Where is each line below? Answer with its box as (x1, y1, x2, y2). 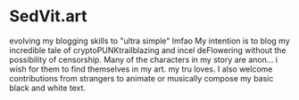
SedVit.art (9, 6, 87, 27)
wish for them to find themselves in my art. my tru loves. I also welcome (9, 64, 273, 74)
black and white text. (9, 82, 87, 93)
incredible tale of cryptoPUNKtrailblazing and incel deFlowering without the (9, 44, 287, 55)
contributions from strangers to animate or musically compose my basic (9, 73, 274, 83)
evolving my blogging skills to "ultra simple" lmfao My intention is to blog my (9, 35, 290, 46)
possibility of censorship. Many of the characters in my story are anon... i (9, 54, 278, 65)
